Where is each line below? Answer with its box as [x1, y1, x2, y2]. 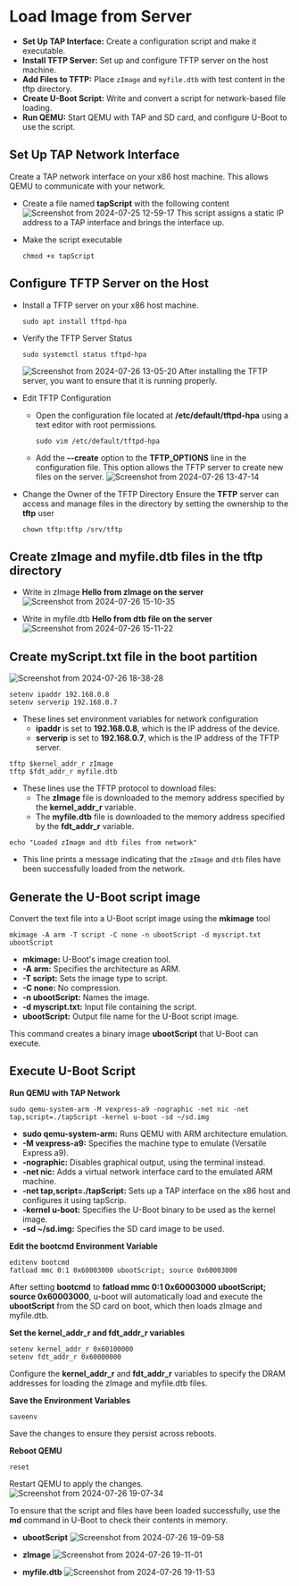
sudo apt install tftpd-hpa [21, 317, 127, 326]
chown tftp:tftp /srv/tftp [21, 525, 123, 534]
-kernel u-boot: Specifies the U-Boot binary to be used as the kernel [21, 1204, 276, 1215]
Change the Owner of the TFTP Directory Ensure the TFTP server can [21, 488, 279, 499]
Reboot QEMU [9, 1445, 62, 1455]
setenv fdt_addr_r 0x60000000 [9, 1353, 122, 1361]
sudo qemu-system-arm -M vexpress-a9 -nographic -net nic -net [9, 1105, 250, 1114]
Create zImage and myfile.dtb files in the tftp [9, 548, 263, 564]
